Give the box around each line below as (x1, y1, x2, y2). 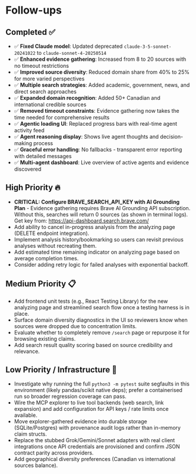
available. (14, 411, 38, 419)
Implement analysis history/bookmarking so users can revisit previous (14, 236, 184, 243)
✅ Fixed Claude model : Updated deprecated (14, 43, 123, 50)
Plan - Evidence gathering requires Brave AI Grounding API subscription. (14, 204, 191, 211)
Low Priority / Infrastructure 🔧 (5, 365, 117, 375)
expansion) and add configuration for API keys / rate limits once (14, 406, 169, 413)
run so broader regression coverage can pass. (14, 393, 127, 400)
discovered (14, 166, 42, 172)
